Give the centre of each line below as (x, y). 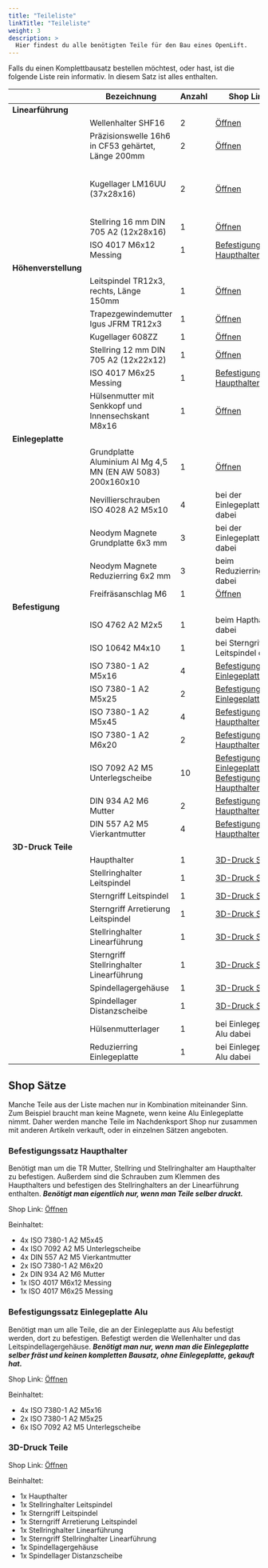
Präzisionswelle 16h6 (130, 136)
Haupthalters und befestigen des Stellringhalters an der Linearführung (124, 1186)
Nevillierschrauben (125, 500)
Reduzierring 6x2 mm (130, 576)
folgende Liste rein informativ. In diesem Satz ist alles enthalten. (113, 77)
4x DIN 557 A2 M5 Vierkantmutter (75, 1258)
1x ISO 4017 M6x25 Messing (66, 1291)
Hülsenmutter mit (122, 396)
